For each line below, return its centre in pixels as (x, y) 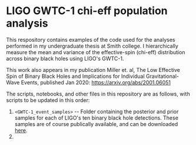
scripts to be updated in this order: (48, 100)
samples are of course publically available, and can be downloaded (96, 124)
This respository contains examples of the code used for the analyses (91, 39)
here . (21, 130)
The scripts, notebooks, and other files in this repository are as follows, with (98, 94)
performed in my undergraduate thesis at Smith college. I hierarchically (92, 46)
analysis (27, 23)
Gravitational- (163, 76)
